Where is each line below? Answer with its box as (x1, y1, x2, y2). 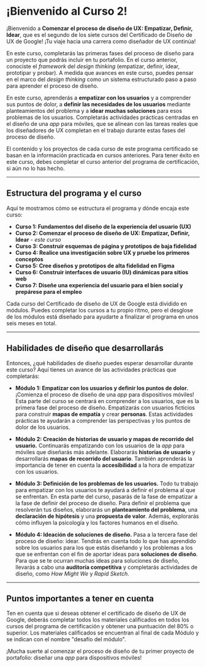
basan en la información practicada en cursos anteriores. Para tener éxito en (6, 152, 200, 159)
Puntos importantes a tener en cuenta (6, 593, 154, 604)
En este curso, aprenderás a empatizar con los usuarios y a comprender (6, 94, 191, 101)
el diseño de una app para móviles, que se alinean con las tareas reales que (6, 120, 198, 127)
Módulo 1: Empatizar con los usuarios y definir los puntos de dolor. (15, 384, 189, 391)
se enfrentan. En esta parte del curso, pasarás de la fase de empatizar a (15, 493, 198, 500)
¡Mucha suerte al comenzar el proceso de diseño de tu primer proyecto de (6, 647, 194, 655)
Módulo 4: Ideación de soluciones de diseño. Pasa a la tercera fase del (15, 531, 197, 538)
